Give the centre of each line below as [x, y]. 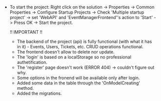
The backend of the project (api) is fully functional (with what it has [84, 41]
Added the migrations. [39, 93]
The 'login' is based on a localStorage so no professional [74, 57]
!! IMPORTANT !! [26, 32]
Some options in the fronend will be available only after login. [78, 78]
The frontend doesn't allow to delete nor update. [66, 52]
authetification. [32, 62]
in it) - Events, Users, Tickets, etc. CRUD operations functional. [80, 47]
